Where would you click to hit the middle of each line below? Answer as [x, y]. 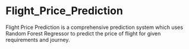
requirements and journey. [38, 40]
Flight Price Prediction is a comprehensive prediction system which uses [94, 27]
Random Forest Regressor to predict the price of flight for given [83, 33]
